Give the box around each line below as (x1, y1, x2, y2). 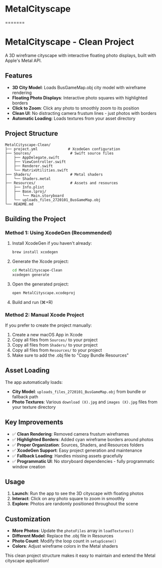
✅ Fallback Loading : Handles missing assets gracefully (12, 453, 123, 458)
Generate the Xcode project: (12, 258, 69, 265)
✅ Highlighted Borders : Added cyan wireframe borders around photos (12, 436, 154, 442)
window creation (12, 464, 46, 470)
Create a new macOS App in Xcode (12, 331, 83, 337)
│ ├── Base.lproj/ (5, 189, 47, 194)
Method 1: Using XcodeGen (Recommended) (5, 229, 112, 236)
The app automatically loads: (5, 379, 63, 385)
